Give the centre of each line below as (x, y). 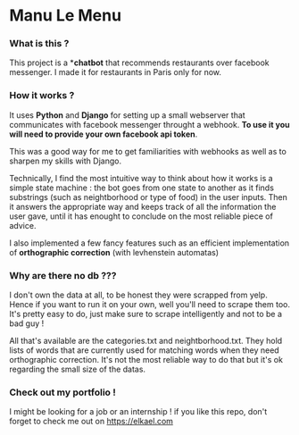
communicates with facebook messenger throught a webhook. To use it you (149, 124)
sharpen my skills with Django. (66, 161)
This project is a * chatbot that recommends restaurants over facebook (139, 63)
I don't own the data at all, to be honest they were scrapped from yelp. (138, 295)
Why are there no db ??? (63, 275)
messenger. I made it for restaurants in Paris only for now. (115, 72)
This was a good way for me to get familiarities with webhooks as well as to (148, 151)
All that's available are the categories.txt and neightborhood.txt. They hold (146, 341)
